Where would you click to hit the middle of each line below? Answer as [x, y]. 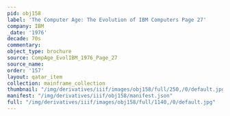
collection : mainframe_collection [56, 83]
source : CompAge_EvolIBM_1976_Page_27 [62, 58]
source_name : [26, 64]
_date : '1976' [27, 32]
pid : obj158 [24, 13]
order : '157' [26, 70]
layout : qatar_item [35, 77]
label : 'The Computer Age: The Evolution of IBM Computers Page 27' [107, 20]
